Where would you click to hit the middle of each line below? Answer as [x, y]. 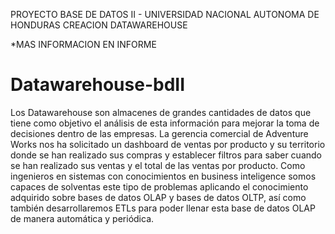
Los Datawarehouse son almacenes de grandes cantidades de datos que [161, 112]
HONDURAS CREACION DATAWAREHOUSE [99, 25]
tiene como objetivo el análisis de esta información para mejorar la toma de [165, 123]
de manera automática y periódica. [82, 218]
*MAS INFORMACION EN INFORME [83, 44]
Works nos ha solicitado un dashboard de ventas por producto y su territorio [168, 144]
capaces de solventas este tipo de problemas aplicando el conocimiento [159, 186]
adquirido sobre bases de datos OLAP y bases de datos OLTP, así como [158, 197]
